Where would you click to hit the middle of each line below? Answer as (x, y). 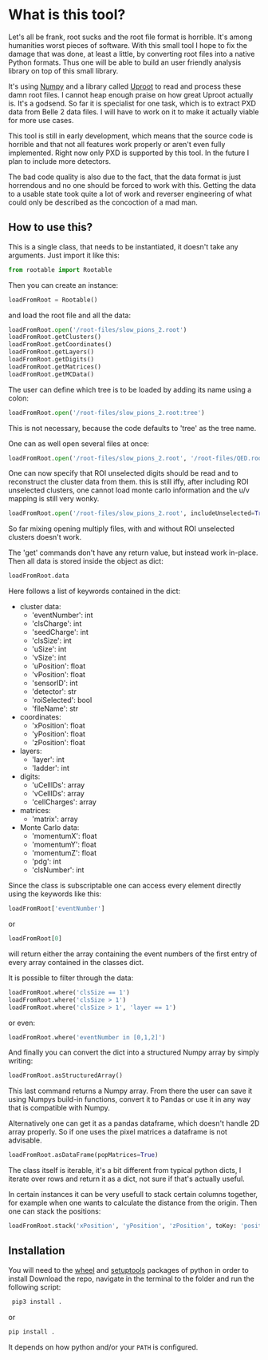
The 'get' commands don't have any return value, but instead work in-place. (133, 552)
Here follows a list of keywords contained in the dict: (95, 591)
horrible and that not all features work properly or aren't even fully (117, 144)
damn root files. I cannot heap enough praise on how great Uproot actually (131, 94)
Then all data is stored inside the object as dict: (86, 561)
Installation (37, 1251)
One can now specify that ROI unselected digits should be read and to (123, 473)
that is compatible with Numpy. (59, 1108)
